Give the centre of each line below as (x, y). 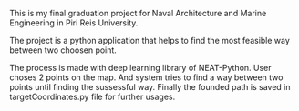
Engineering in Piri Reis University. (74, 23)
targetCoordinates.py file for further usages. (93, 96)
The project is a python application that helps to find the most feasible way (149, 40)
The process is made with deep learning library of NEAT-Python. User (140, 68)
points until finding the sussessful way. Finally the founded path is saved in (150, 87)
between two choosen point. (63, 50)
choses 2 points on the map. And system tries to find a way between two (146, 77)
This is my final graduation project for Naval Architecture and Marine (138, 13)
